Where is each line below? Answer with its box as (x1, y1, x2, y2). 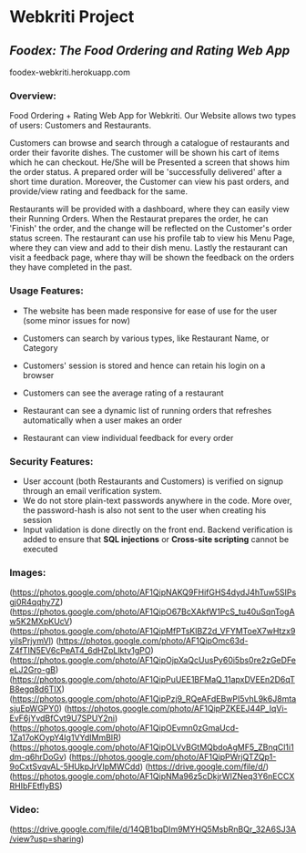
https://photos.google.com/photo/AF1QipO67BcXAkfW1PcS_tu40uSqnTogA (12, 606, 295, 617)
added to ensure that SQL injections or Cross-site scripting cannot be (22, 533, 290, 544)
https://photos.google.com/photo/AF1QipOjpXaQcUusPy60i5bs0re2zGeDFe (12, 654, 297, 666)
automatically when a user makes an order (22, 415, 182, 426)
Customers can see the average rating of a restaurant (22, 387, 225, 398)
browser (22, 369, 55, 380)
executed (22, 543, 58, 554)
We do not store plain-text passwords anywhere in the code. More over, (22, 495, 292, 506)
